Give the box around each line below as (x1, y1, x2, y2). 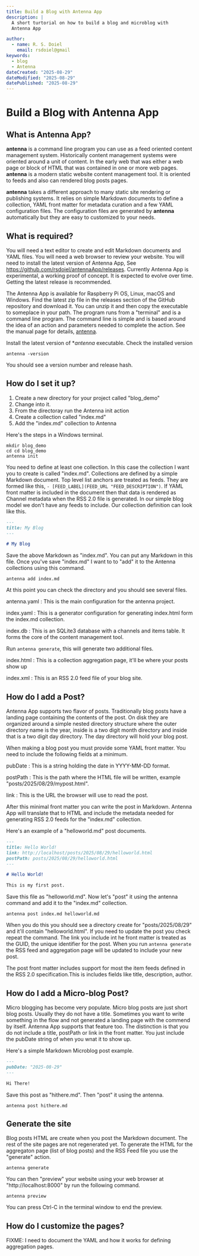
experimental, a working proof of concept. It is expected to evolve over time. (6, 272, 194, 279)
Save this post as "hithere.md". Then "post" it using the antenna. (6, 1091, 165, 1098)
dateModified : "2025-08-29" (6, 75, 76, 81)
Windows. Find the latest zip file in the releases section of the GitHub (6, 296, 175, 303)
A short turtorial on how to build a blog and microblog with (11, 20, 169, 26)
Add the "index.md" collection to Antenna (14, 419, 117, 427)
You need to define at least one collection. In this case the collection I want (6, 463, 189, 471)
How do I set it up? (6, 378, 76, 389)
